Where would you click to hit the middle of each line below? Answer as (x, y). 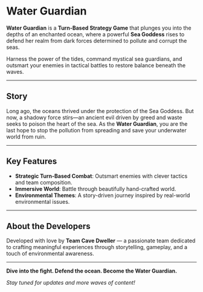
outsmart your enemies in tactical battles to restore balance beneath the (96, 65)
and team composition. (43, 182)
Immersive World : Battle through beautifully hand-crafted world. (95, 189)
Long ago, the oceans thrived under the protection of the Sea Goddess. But (100, 111)
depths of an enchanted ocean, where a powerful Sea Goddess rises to (95, 34)
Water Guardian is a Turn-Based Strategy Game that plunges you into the (99, 28)
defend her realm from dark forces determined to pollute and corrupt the (97, 41)
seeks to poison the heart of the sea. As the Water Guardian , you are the (97, 124)
